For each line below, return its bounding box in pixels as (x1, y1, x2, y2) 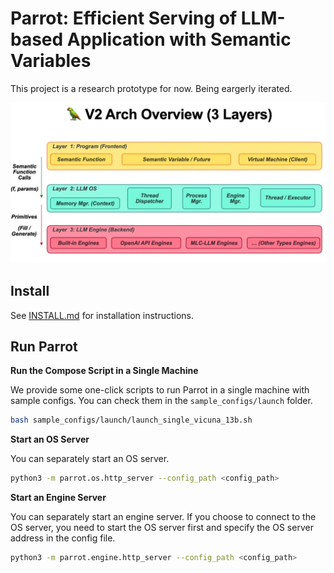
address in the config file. (10, 532, 116, 544)
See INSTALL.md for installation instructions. (10, 309, 195, 321)
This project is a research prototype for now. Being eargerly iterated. (10, 82, 293, 94)
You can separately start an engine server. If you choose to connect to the (10, 511, 317, 523)
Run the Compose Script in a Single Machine (10, 365, 199, 377)
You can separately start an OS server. (10, 453, 170, 465)
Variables (10, 50, 92, 72)
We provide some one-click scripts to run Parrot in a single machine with (10, 384, 310, 396)
